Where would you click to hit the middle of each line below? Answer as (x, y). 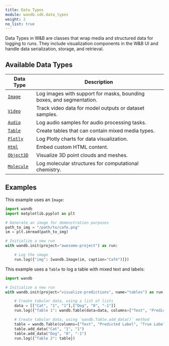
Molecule (18, 167)
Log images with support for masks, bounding (90, 94)
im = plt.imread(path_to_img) (37, 232)
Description (99, 82)
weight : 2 (16, 19)
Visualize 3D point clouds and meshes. (82, 155)
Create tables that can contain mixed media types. (95, 131)
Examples (21, 187)
